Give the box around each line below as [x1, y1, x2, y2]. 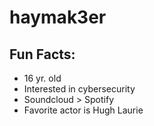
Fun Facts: [9, 46, 76, 63]
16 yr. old [23, 72, 62, 84]
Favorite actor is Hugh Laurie [23, 104, 144, 116]
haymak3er [9, 6, 107, 29]
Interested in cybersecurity [23, 83, 136, 95]
